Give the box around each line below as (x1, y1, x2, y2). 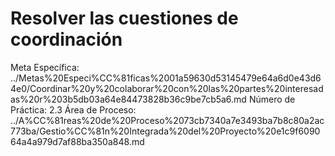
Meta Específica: (10, 61, 80, 73)
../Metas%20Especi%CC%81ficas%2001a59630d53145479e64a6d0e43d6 (10, 72, 322, 84)
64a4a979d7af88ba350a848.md (10, 135, 145, 147)
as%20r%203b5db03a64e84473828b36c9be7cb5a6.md (10, 93, 247, 105)
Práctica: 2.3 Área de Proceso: (10, 103, 137, 116)
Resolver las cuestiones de (10, 7, 239, 30)
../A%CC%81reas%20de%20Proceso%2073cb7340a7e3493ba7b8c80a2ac (10, 114, 325, 126)
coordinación (10, 28, 123, 51)
